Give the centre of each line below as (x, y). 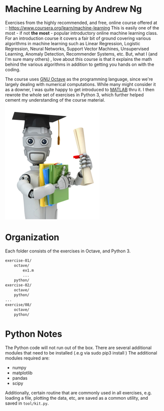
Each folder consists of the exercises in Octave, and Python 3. (68, 251)
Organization (32, 237)
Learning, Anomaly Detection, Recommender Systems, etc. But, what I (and (82, 54)
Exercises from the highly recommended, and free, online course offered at (81, 23)
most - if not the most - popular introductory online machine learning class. (82, 33)
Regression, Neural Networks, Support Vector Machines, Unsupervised (77, 49)
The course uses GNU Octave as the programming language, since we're (79, 79)
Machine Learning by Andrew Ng (74, 9)
